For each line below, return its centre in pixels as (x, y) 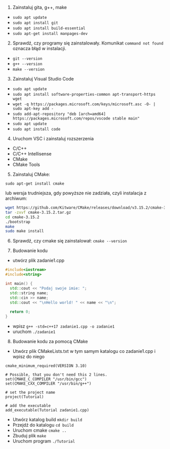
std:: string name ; (29, 293)
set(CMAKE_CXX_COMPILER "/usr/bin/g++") (49, 384)
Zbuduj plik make (29, 436)
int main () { (19, 283)
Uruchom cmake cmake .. (39, 430)
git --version (27, 59)
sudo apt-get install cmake (35, 184)
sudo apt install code (36, 129)
